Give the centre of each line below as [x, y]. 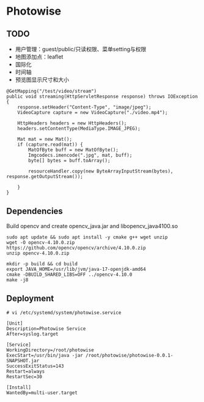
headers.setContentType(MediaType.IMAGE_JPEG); [79, 129]
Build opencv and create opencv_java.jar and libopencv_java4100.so [92, 226]
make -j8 [17, 280]
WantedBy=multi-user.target [42, 393]
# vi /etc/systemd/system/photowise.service [64, 312]
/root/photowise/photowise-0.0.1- [129, 355]
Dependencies [35, 211]
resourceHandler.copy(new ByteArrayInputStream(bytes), [101, 171]
